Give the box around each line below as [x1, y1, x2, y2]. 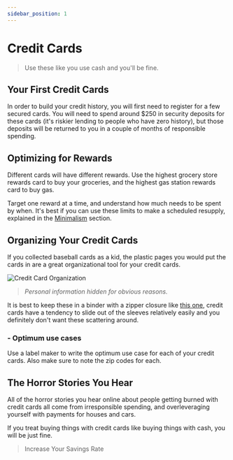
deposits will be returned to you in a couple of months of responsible [7, 124, 206, 133]
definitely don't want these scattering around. [7, 316, 139, 324]
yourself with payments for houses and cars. [7, 410, 136, 419]
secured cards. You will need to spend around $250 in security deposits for [7, 110, 225, 118]
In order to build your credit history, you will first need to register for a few [7, 102, 220, 110]
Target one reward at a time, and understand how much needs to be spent [7, 199, 222, 208]
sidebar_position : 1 [7, 10, 68, 17]
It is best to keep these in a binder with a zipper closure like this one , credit [7, 301, 223, 309]
